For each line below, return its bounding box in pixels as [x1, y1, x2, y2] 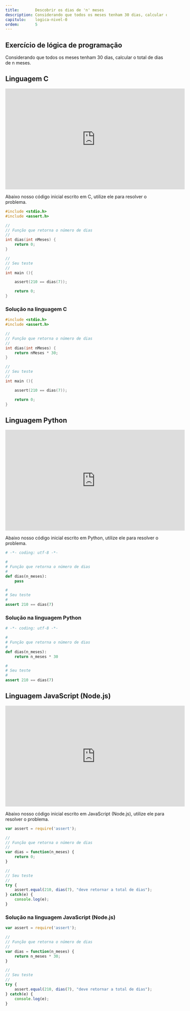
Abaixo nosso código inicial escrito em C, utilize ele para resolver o [5, 193, 147, 200]
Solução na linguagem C [5, 305, 68, 312]
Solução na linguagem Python [5, 614, 82, 621]
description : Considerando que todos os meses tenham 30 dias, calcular [5, 12, 164, 17]
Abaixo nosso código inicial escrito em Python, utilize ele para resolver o [5, 535, 159, 541]
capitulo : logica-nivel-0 [5, 17, 68, 22]
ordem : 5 [5, 22, 38, 27]
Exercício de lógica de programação [5, 40, 122, 49]
